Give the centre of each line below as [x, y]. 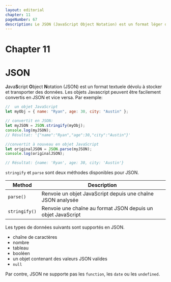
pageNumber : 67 [21, 19]
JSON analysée [60, 200]
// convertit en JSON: [29, 121]
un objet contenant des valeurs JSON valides [60, 259]
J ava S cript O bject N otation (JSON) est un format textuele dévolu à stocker [83, 87]
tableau [21, 248]
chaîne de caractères [35, 237]
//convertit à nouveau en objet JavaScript [52, 144]
